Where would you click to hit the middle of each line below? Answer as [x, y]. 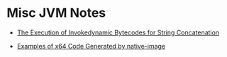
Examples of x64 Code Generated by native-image [91, 46]
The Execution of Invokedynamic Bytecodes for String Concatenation [118, 32]
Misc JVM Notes [56, 13]
